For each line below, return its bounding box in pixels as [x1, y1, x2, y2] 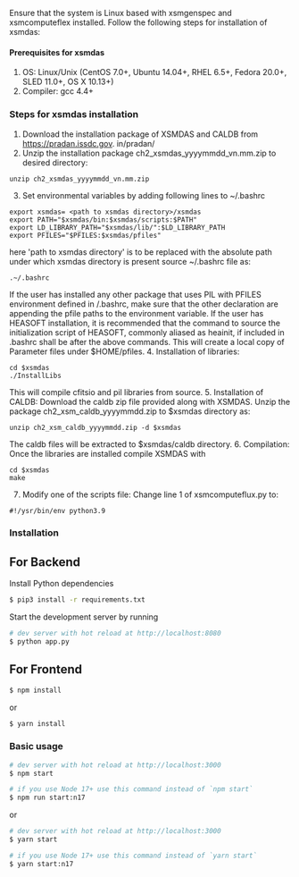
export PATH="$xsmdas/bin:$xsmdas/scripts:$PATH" [9, 215, 198, 224]
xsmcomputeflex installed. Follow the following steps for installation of [9, 17, 268, 28]
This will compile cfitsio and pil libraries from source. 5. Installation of [9, 386, 264, 397]
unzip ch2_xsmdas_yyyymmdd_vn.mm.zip [9, 174, 150, 183]
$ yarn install [9, 719, 66, 728]
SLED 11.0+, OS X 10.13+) [21, 76, 114, 88]
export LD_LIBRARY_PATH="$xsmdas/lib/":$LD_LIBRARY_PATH [9, 223, 226, 232]
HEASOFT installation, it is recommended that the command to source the [9, 317, 281, 328]
